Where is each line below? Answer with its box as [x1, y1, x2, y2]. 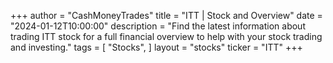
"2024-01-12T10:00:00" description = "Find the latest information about [10, 20, 306, 32]
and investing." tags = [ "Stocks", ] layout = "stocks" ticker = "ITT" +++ [10, 41, 303, 53]
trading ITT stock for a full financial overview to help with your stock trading [10, 31, 323, 42]
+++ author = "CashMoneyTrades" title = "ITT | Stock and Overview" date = [10, 10, 323, 21]
